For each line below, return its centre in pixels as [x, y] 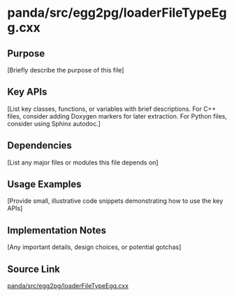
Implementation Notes [57, 230]
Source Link [34, 269]
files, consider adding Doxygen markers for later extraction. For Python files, [117, 116]
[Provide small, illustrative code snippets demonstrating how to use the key [115, 201]
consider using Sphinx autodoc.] [54, 123]
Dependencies [39, 145]
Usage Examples [44, 184]
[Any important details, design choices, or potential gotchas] [94, 247]
